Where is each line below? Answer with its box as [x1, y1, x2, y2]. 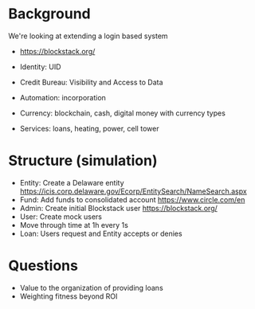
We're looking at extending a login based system [8, 31, 169, 41]
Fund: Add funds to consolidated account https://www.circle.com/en [19, 194, 245, 204]
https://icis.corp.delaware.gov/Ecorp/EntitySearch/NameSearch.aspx [19, 186, 247, 196]
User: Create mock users [19, 212, 102, 221]
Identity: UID [19, 61, 61, 72]
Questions [8, 256, 78, 275]
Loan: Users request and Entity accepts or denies [19, 229, 182, 238]
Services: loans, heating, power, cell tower [19, 123, 159, 133]
